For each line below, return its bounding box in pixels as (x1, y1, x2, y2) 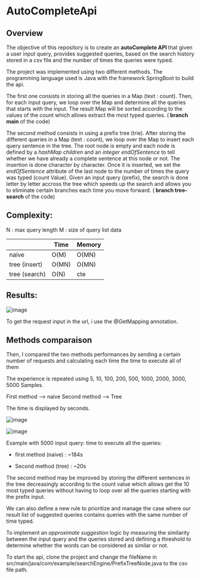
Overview (6, 28, 44, 38)
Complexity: (6, 211, 53, 221)
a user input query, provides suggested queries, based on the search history (6, 50, 195, 57)
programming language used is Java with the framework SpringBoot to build (6, 75, 194, 81)
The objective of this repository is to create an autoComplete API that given (6, 44, 193, 51)
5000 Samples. (6, 382, 44, 389)
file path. (6, 566, 28, 574)
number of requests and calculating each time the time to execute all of (6, 357, 182, 364)
